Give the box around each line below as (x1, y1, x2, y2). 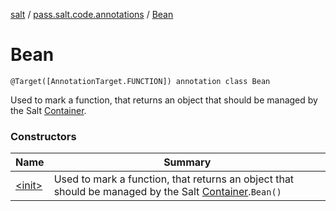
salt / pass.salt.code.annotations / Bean (10, 9, 174, 20)
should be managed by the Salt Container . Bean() (53, 185, 282, 199)
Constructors (10, 129, 77, 143)
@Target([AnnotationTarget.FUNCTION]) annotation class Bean (10, 76, 271, 86)
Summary (163, 155, 212, 169)
